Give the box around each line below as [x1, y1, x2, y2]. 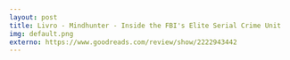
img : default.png [9, 29, 74, 38]
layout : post [9, 12, 58, 22]
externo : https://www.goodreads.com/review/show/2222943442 [9, 37, 238, 47]
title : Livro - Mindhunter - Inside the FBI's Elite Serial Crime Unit [9, 21, 281, 30]
